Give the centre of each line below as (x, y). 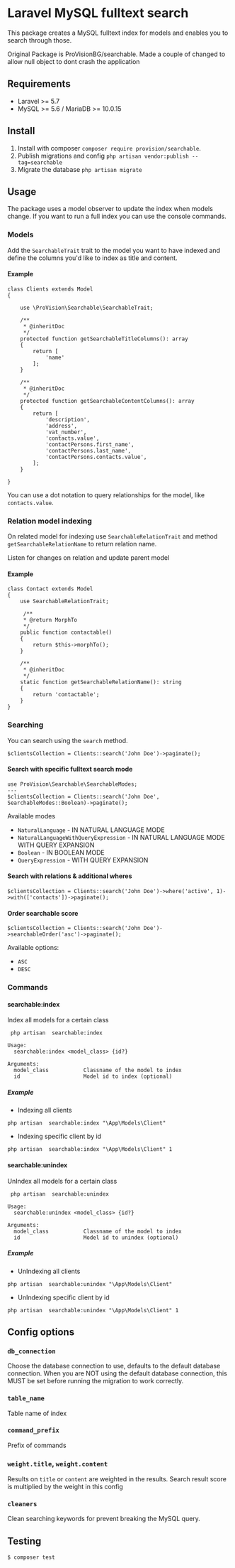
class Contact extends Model (50, 589)
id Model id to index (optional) (93, 1077)
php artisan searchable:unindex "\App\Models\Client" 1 (93, 1310)
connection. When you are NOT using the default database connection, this (117, 1373)
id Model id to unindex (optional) (96, 1238)
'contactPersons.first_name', (90, 444)
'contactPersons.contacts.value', (96, 457)
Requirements (39, 84)
